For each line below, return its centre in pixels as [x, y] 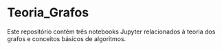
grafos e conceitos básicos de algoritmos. [67, 38]
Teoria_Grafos [48, 13]
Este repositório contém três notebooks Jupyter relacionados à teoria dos [111, 32]
